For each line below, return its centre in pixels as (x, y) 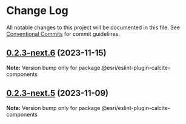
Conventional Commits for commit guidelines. (63, 33)
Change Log (37, 11)
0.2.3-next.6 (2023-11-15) (56, 53)
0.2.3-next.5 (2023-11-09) (58, 93)
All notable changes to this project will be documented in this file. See (93, 27)
